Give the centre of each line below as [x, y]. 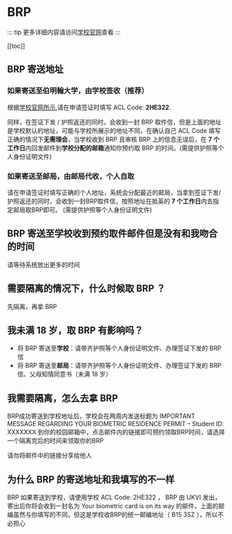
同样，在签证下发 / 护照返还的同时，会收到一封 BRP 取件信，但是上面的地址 [114, 122]
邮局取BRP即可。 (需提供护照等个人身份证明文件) [83, 210]
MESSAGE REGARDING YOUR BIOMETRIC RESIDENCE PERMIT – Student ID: [116, 424]
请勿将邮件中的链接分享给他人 [49, 455]
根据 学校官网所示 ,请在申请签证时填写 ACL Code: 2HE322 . [89, 107]
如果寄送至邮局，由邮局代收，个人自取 [71, 176]
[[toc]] [16, 46]
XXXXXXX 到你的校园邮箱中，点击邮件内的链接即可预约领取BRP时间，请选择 [116, 432]
